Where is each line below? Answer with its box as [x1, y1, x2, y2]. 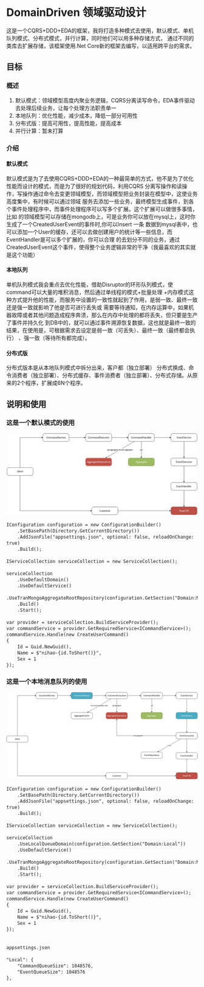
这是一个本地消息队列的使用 [6, 678, 87, 686]
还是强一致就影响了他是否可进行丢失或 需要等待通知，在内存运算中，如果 [6, 303, 189, 311]
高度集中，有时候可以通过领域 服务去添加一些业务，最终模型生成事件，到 [6, 198, 189, 205]
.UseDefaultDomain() [17, 577, 69, 583]
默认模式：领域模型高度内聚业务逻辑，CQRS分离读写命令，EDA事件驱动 [15, 96, 195, 104]
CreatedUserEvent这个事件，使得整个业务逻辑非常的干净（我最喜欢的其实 [6, 243, 191, 251]
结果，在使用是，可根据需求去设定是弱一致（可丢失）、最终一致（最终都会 [6, 326, 190, 334]
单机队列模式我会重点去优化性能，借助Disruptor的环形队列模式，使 [6, 281, 174, 288]
